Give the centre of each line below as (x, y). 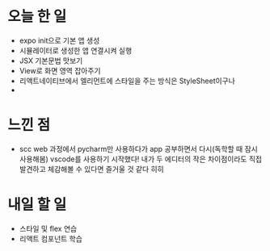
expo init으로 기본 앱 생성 (59, 40)
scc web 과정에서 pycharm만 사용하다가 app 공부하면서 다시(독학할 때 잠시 (138, 149)
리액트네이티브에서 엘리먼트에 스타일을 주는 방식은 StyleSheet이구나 (127, 81)
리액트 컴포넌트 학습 (51, 238)
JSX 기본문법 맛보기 (51, 61)
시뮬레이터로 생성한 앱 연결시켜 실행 (76, 50)
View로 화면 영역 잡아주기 (60, 70)
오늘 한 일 (37, 17)
